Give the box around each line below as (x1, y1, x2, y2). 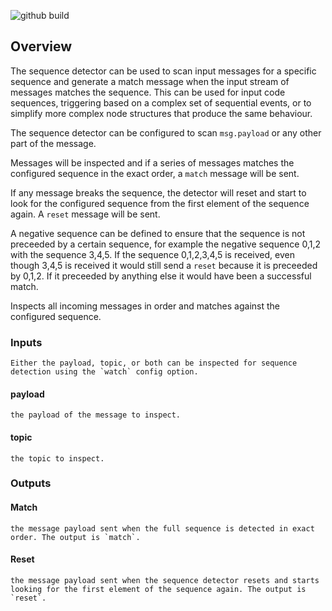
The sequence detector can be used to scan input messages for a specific (10, 65, 317, 77)
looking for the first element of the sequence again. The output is (10, 584, 307, 594)
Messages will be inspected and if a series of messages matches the (10, 156, 295, 169)
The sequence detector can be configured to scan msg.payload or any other (10, 126, 322, 139)
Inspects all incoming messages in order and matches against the (10, 300, 280, 312)
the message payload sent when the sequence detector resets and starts (10, 575, 320, 585)
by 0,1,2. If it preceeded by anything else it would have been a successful (10, 270, 312, 282)
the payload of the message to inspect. (10, 410, 182, 420)
